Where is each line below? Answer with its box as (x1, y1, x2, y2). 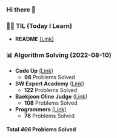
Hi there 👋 (6, 5, 36, 14)
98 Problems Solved (24, 73, 76, 80)
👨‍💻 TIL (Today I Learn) (6, 21, 73, 30)
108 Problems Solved (24, 99, 78, 107)
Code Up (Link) (15, 67, 53, 74)
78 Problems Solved (24, 112, 75, 119)
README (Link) (15, 36, 55, 43)
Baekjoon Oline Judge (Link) (15, 93, 88, 100)
